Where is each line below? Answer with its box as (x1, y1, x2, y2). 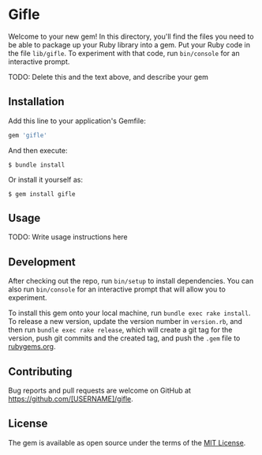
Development (8, 255, 77, 269)
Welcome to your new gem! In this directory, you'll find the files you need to (8, 32, 254, 41)
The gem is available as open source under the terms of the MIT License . (8, 438, 246, 447)
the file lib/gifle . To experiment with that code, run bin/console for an (8, 48, 240, 58)
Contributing (8, 365, 73, 378)
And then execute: (8, 145, 68, 155)
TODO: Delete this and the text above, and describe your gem (8, 72, 209, 81)
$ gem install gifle (8, 190, 77, 198)
